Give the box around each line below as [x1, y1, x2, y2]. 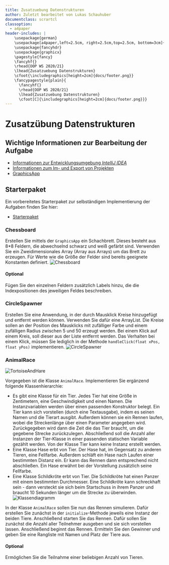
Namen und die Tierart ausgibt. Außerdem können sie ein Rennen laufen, [12, 414, 163, 420]
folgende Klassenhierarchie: [5, 383, 63, 389]
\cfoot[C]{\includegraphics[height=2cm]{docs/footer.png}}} [18, 97, 147, 102]
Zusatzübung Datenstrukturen [5, 118, 135, 130]
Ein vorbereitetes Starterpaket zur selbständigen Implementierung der [5, 199, 150, 205]
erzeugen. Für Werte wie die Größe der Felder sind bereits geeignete [5, 254, 148, 260]
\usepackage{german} [14, 36, 57, 41]
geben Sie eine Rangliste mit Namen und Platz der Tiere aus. [5, 532, 131, 538]
